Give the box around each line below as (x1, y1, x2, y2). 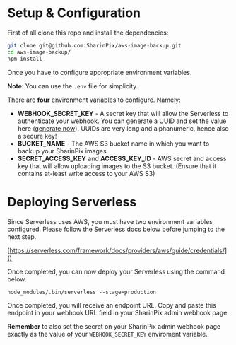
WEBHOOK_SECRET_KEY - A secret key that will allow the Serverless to (17, 109, 229, 117)
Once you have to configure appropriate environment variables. (7, 68, 192, 76)
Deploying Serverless (7, 194, 137, 210)
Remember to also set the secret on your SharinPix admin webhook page (7, 322, 221, 330)
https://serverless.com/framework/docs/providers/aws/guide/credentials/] (9, 246, 228, 255)
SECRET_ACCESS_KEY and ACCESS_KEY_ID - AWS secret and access (17, 154, 227, 163)
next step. (7, 232, 37, 241)
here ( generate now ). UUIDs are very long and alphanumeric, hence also (17, 124, 229, 132)
